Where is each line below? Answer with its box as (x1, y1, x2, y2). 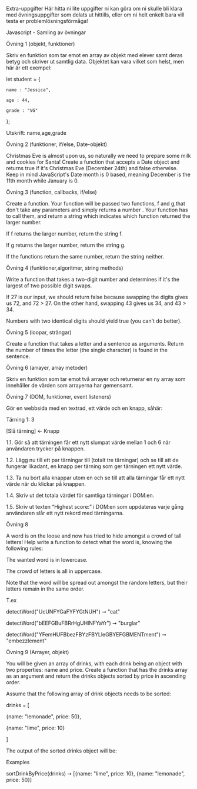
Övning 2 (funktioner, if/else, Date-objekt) (6, 141, 108, 148)
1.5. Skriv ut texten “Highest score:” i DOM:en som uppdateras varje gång (6, 503, 184, 510)
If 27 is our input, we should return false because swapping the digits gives (6, 294, 188, 300)
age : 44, (6, 97, 31, 103)
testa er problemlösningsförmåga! (6, 18, 88, 24)
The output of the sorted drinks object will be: (6, 747, 117, 754)
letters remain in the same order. (6, 585, 85, 592)
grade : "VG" (6, 108, 38, 114)
